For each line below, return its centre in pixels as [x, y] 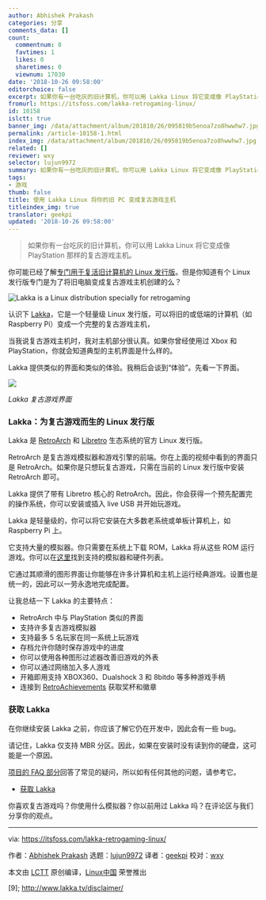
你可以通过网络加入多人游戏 [65, 667]
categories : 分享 [36, 23]
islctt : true [30, 119]
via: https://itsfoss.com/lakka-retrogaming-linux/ [87, 839]
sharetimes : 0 [38, 67]
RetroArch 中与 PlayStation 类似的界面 [82, 618]
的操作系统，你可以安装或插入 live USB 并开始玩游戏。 [97, 504]
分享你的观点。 [32, 815]
